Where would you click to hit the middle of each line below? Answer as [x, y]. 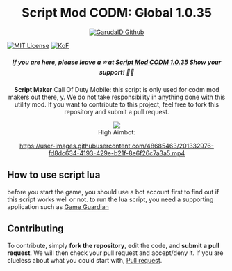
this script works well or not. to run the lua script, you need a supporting [110, 199]
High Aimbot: [117, 132]
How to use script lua [54, 175]
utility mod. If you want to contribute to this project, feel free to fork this [117, 104]
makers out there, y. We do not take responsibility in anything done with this [117, 97]
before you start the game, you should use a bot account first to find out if [113, 192]
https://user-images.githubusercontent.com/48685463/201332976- [117, 146]
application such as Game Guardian [58, 206]
